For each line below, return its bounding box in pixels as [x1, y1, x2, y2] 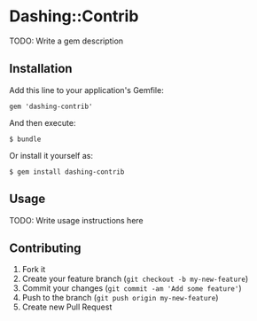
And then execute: [9, 117, 76, 128]
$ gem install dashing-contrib [9, 167, 125, 176]
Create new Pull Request [21, 301, 113, 312]
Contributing [9, 240, 82, 255]
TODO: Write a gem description [9, 35, 124, 46]
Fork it [21, 264, 46, 275]
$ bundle [9, 135, 42, 144]
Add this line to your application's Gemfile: [9, 84, 164, 95]
